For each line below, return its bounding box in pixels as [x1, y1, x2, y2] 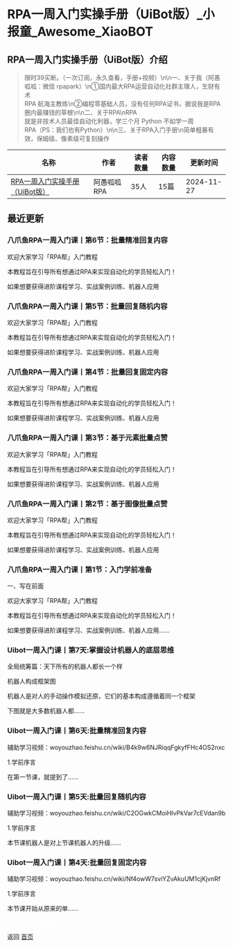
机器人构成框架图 [7, 677, 56, 686]
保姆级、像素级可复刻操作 [36, 134, 110, 143]
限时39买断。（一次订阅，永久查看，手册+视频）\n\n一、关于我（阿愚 [24, 74, 221, 81]
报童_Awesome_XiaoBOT [7, 24, 154, 40]
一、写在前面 [7, 582, 44, 590]
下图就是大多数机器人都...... [7, 707, 85, 715]
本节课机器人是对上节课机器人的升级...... [7, 838, 121, 847]
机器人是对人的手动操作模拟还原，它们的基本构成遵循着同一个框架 [7, 692, 196, 701]
